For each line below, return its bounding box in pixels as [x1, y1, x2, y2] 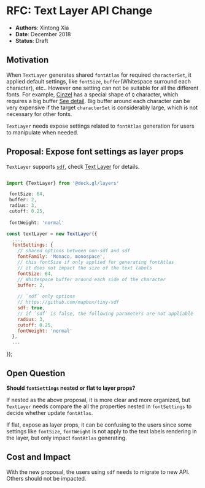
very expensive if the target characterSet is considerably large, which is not [6, 104, 198, 111]
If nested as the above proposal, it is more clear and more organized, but [6, 397, 190, 403]
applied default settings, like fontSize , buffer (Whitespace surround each [6, 77, 191, 85]
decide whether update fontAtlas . [6, 409, 93, 416]
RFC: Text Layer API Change [6, 4, 153, 18]
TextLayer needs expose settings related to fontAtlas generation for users [6, 122, 195, 130]
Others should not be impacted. [6, 474, 87, 482]
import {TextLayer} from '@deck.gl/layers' [6, 180, 120, 186]
